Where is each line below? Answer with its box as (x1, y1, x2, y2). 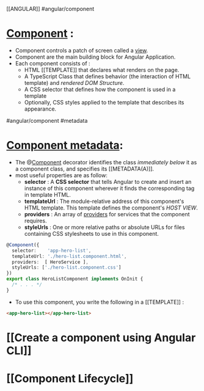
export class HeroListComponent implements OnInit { (6, 276, 144, 282)
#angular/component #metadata (6, 117, 88, 124)
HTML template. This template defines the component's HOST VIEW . (24, 204, 199, 211)
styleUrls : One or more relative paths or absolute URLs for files (24, 223, 185, 231)
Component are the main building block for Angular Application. (15, 53, 176, 60)
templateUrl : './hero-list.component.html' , (12, 253, 127, 259)
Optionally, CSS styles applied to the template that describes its (24, 98, 184, 106)
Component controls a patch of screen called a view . (15, 46, 148, 54)
